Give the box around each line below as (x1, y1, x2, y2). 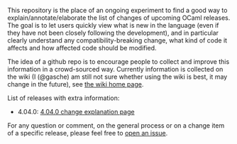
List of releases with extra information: (7, 94, 120, 102)
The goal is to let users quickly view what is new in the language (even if (7, 21, 219, 29)
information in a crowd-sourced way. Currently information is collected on (7, 65, 224, 73)
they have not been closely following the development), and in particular (7, 28, 219, 37)
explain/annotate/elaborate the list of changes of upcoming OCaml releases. (7, 13, 231, 22)
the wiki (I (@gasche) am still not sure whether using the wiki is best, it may (7, 72, 228, 81)
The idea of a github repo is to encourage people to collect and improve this (7, 57, 230, 66)
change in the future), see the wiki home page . (7, 80, 144, 88)
